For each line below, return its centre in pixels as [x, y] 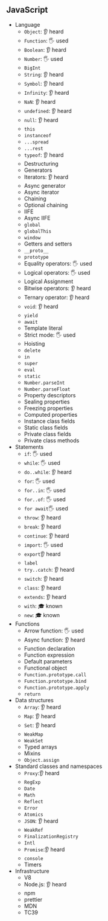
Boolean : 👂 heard [45, 50]
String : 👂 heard [44, 74]
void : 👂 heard [41, 306]
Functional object [46, 668]
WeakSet [33, 741]
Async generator [45, 185]
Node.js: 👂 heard [45, 884]
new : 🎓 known [42, 615]
